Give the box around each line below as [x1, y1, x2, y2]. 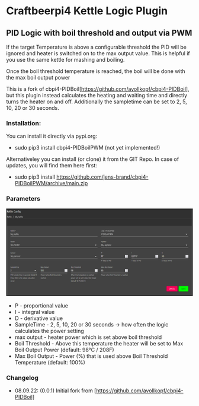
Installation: [6, 119, 41, 127]
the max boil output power [6, 74, 70, 81]
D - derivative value [14, 315, 63, 322]
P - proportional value [14, 302, 68, 309]
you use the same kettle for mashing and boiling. [6, 56, 125, 63]
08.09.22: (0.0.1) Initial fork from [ [14, 387, 97, 394]
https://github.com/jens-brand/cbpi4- [56, 173, 149, 180]
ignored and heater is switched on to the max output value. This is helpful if [6, 50, 191, 57]
